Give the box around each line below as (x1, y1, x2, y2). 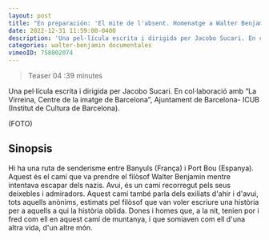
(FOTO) (8, 119, 34, 128)
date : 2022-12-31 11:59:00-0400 (8, 26, 116, 34)
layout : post (8, 11, 52, 20)
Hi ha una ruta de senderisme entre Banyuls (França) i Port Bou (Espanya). (8, 163, 255, 173)
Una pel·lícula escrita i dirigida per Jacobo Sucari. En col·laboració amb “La (8, 86, 257, 96)
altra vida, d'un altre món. (8, 222, 94, 232)
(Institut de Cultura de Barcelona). (8, 103, 120, 113)
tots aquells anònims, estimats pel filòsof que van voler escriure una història (8, 197, 259, 206)
